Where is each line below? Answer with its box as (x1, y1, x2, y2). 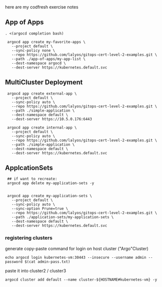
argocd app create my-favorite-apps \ (7, 39, 86, 44)
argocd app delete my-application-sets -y (7, 181, 95, 186)
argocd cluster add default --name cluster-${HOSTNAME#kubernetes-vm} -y (5, 277, 158, 282)
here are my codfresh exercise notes (5, 4, 79, 10)
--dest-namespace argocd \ (11, 61, 66, 66)
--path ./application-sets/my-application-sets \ (11, 215, 114, 220)
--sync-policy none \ (11, 48, 55, 53)
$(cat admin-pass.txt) (24, 259, 70, 264)
